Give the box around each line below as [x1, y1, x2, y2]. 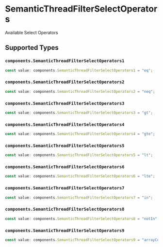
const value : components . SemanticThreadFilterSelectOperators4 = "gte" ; [5, 131, 155, 136]
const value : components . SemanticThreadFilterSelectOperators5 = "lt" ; [5, 153, 153, 158]
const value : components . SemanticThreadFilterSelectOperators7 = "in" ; [5, 195, 153, 200]
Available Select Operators [5, 29, 58, 35]
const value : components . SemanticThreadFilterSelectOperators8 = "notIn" [5, 216, 158, 221]
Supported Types [5, 44, 59, 52]
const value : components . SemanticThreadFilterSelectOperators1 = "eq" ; [5, 68, 153, 73]
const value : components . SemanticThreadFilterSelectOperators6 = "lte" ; [5, 174, 155, 179]
